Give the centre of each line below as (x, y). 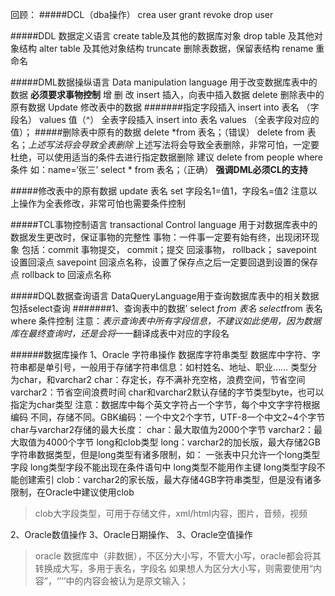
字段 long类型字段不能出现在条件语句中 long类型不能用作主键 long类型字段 (163, 467)
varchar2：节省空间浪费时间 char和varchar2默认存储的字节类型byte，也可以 (167, 392)
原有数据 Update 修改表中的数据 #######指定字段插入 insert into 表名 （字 (165, 107)
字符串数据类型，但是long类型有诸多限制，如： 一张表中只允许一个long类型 (165, 454)
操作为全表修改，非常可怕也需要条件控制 (102, 203)
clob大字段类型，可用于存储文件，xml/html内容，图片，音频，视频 (171, 513)
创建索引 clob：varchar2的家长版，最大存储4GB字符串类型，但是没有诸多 (170, 479)
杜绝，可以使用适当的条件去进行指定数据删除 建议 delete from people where (166, 157)
